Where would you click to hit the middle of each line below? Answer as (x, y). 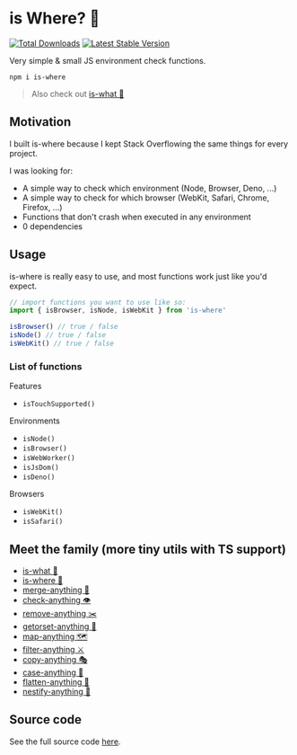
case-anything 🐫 (53, 672)
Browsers (27, 494)
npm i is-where (38, 77)
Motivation (40, 122)
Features (26, 386)
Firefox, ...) (42, 207)
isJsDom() (41, 468)
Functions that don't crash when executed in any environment (136, 217)
